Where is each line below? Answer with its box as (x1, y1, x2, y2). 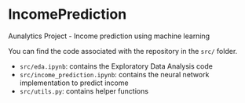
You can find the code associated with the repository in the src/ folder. (8, 46, 238, 55)
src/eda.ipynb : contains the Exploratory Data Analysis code (19, 61, 214, 71)
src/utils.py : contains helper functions (19, 86, 149, 95)
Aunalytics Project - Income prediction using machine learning (8, 31, 210, 41)
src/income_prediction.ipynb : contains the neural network (19, 69, 210, 79)
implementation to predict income (19, 78, 129, 87)
